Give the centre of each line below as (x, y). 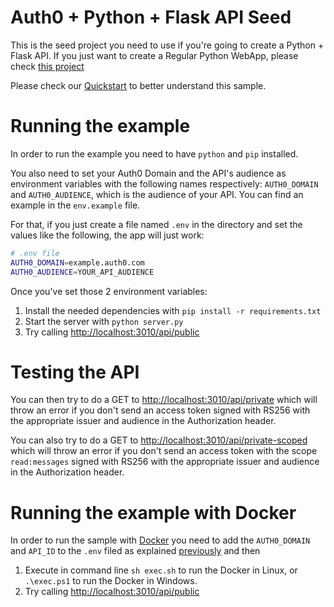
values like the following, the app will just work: (107, 235)
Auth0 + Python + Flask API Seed (151, 17)
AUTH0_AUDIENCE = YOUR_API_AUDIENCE (82, 272)
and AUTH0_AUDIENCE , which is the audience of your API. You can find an (157, 194)
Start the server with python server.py (104, 321)
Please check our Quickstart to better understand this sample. (138, 85)
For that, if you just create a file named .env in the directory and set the (156, 224)
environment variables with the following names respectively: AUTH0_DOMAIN (164, 183)
